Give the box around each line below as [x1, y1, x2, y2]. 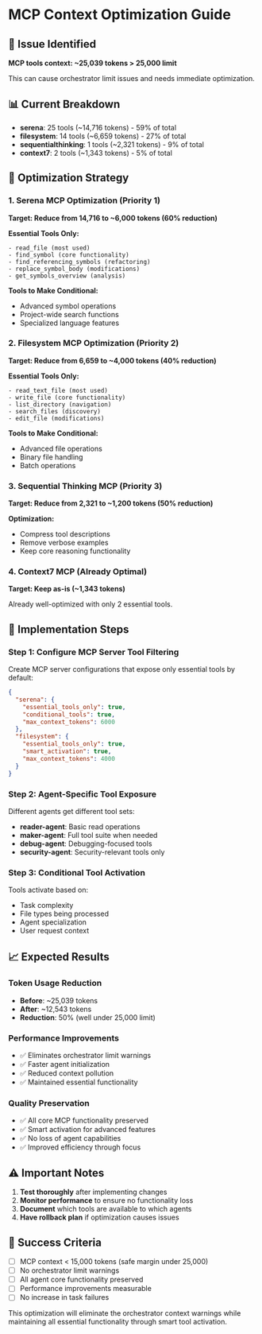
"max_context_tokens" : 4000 [22, 754, 115, 762]
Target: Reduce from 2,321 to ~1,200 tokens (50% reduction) [8, 498, 214, 508]
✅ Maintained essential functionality [19, 1077, 138, 1087]
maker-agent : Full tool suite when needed [19, 830, 158, 840]
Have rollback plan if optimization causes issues [19, 1212, 180, 1222]
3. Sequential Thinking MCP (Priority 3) [8, 480, 163, 491]
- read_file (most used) [8, 244, 91, 252]
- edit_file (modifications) [8, 414, 105, 422]
